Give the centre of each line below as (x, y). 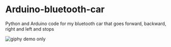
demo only (34, 39)
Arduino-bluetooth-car (55, 9)
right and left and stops (30, 29)
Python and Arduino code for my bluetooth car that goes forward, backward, (86, 24)
